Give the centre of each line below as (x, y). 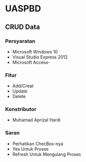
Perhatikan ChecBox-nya (38, 144)
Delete (19, 97)
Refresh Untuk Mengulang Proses (47, 154)
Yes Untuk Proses (30, 149)
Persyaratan (20, 41)
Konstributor (21, 109)
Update (20, 91)
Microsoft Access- (31, 62)
